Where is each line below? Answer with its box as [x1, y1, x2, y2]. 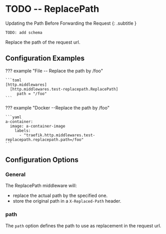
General [5, 171, 26, 178]
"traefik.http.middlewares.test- [24, 132, 96, 138]
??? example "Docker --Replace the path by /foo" [5, 104, 109, 111]
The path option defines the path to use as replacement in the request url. [5, 222, 161, 229]
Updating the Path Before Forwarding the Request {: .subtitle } [5, 20, 137, 26]
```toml [5, 78, 22, 83]
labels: [14, 128, 31, 133]
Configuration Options [5, 155, 79, 165]
